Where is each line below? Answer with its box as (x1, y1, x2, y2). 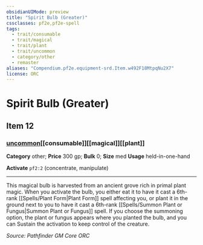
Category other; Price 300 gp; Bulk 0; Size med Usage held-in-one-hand (6, 152, 190, 160)
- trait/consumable (11, 31, 61, 38)
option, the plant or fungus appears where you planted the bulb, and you (6, 214, 187, 221)
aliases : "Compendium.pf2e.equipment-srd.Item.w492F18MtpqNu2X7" (6, 65, 174, 71)
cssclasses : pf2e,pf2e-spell (6, 20, 80, 26)
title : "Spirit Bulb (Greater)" (6, 15, 88, 21)
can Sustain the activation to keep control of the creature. (6, 220, 150, 227)
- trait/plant (11, 43, 47, 49)
